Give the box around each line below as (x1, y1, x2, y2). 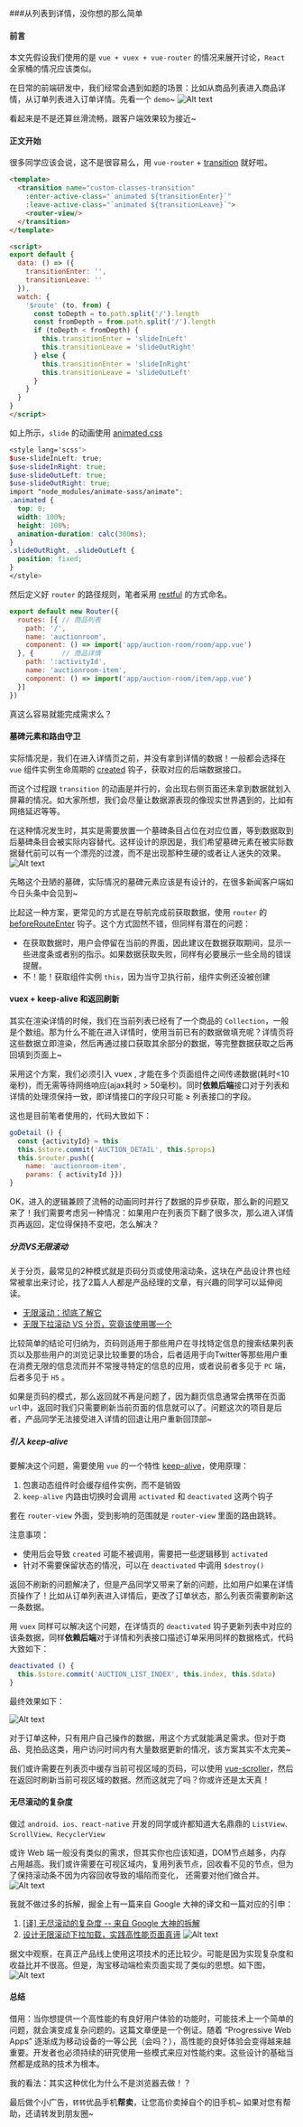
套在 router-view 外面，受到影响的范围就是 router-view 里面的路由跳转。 (9, 1510, 281, 1521)
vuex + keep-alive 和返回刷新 (9, 993, 120, 1005)
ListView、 (252, 1820, 292, 1829)
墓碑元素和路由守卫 (9, 731, 81, 742)
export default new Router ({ (9, 606, 119, 616)
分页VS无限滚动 (9, 1241, 69, 1251)
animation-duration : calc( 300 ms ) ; (17, 529, 147, 539)
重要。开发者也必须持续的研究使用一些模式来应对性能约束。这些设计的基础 (9, 2047, 286, 2058)
